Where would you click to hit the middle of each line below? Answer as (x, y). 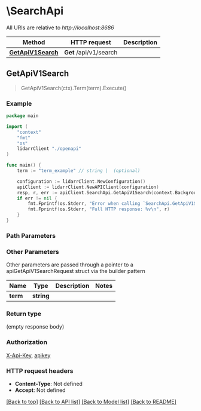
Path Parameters (31, 235)
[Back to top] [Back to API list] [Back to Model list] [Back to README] (91, 402)
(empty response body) (35, 327)
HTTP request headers (40, 370)
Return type (24, 314)
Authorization (27, 342)
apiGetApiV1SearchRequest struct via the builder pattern (76, 271)
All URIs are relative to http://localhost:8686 (60, 27)
